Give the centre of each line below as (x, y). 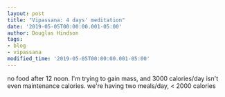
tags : (15, 39)
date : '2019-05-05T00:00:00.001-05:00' (65, 26)
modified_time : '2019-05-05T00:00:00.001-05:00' (79, 59)
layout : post (26, 14)
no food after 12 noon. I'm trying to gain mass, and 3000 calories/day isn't (113, 78)
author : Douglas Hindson (43, 33)
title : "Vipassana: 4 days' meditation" (66, 20)
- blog (17, 46)
